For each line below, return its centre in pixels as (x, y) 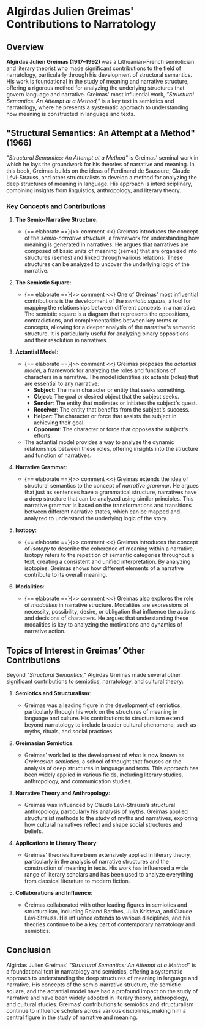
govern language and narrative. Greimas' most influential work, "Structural (100, 94)
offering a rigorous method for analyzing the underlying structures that (95, 88)
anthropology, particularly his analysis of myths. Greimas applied (106, 811)
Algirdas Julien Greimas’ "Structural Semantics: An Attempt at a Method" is (101, 965)
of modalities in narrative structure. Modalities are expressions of (106, 605)
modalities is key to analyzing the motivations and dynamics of (103, 625)
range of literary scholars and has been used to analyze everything (109, 874)
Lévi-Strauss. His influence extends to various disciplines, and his (107, 918)
